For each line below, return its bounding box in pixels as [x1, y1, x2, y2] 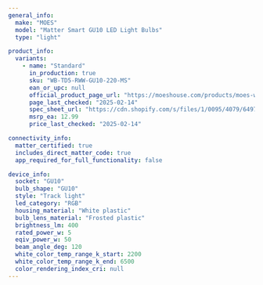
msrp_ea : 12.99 [28, 113, 79, 121]
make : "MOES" [15, 19, 58, 27]
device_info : [8, 170, 51, 179]
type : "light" [15, 33, 61, 41]
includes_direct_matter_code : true [15, 149, 131, 157]
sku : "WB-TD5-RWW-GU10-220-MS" [28, 76, 131, 85]
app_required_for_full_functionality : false [15, 156, 163, 164]
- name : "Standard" [22, 62, 86, 70]
